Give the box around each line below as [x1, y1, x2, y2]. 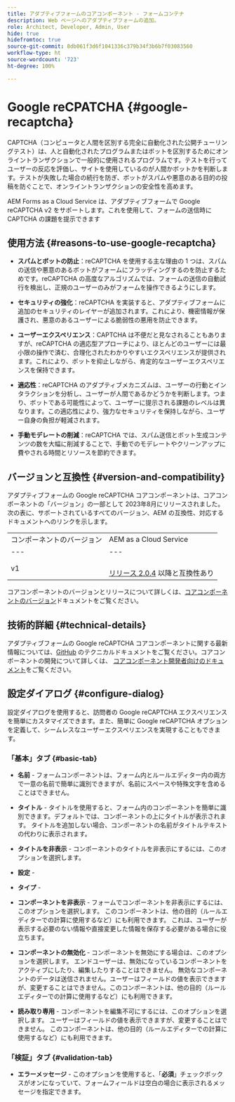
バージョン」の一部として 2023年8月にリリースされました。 [50, 500, 224, 508]
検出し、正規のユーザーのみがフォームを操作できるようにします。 [29, 283, 220, 292]
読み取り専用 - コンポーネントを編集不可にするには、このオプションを [17, 1007, 221, 1016]
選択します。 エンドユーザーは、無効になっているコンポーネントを [36, 957, 228, 966]
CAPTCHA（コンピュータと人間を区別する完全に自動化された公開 [7, 138, 197, 146]
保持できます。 [36, 366, 79, 375]
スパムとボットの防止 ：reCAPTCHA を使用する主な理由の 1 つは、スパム [17, 257, 227, 266]
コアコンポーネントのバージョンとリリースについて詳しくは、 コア [7, 588, 198, 596]
